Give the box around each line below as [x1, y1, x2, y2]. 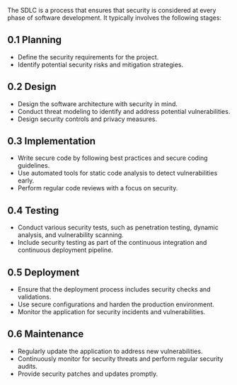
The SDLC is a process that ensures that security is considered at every [7, 6, 216, 14]
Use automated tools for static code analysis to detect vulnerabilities [17, 169, 218, 178]
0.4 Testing [7, 205, 59, 217]
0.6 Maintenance [7, 328, 84, 340]
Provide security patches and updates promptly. [17, 369, 158, 378]
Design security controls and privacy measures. [17, 115, 158, 123]
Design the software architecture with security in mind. [17, 99, 178, 108]
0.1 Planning [7, 34, 62, 46]
